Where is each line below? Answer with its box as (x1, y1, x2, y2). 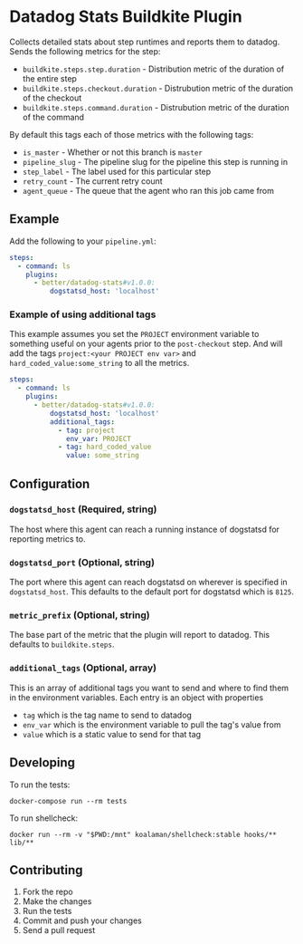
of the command (22, 111, 84, 122)
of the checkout (22, 92, 82, 103)
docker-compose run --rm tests (9, 796, 128, 805)
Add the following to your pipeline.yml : (9, 236, 156, 246)
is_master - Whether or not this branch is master (22, 147, 204, 158)
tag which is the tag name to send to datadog (22, 709, 193, 720)
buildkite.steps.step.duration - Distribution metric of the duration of (22, 63, 285, 74)
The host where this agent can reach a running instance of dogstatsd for (9, 524, 280, 535)
